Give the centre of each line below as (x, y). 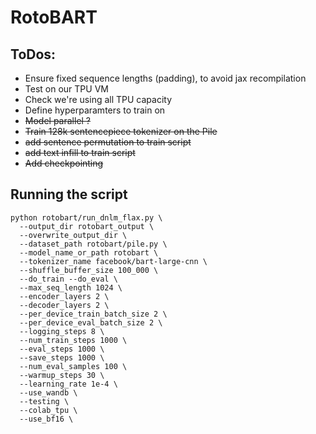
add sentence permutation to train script (108, 142)
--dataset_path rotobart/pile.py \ (93, 244)
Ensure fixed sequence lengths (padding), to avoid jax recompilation (165, 78)
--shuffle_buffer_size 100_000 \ (89, 270)
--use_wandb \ (48, 392)
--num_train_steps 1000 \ (73, 340)
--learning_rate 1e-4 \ (68, 384)
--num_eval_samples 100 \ (73, 366)
